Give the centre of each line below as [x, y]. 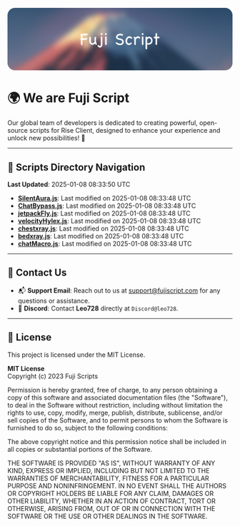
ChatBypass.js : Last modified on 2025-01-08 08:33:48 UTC [107, 206]
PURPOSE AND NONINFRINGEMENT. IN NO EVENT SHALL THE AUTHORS [117, 485]
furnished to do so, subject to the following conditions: [87, 428]
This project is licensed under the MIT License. [76, 355]
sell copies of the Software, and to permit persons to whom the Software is [118, 420]
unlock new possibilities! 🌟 [46, 138]
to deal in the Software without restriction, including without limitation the [115, 405]
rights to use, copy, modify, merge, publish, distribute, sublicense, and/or [115, 413]
